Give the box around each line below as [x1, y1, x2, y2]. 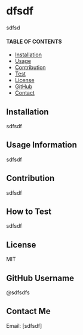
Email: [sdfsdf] [6, 322, 42, 329]
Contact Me [6, 306, 51, 316]
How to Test [6, 206, 52, 216]
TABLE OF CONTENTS [6, 38, 62, 45]
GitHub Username [6, 273, 75, 283]
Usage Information [6, 140, 78, 150]
